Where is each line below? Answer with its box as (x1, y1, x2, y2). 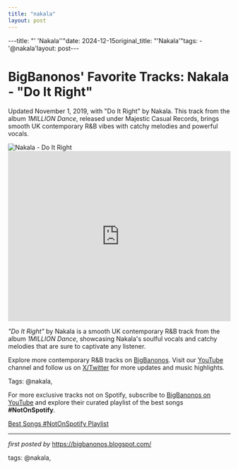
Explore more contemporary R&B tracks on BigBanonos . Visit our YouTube (8, 356, 224, 364)
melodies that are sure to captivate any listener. (8, 342, 146, 351)
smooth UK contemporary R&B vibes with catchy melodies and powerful (8, 122, 218, 131)
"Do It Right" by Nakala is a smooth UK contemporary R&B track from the (8, 327, 220, 336)
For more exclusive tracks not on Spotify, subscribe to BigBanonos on (8, 390, 211, 400)
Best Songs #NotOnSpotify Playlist (8, 419, 109, 428)
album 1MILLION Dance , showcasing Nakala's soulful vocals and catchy (8, 335, 218, 343)
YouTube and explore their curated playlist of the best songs (8, 398, 184, 407)
